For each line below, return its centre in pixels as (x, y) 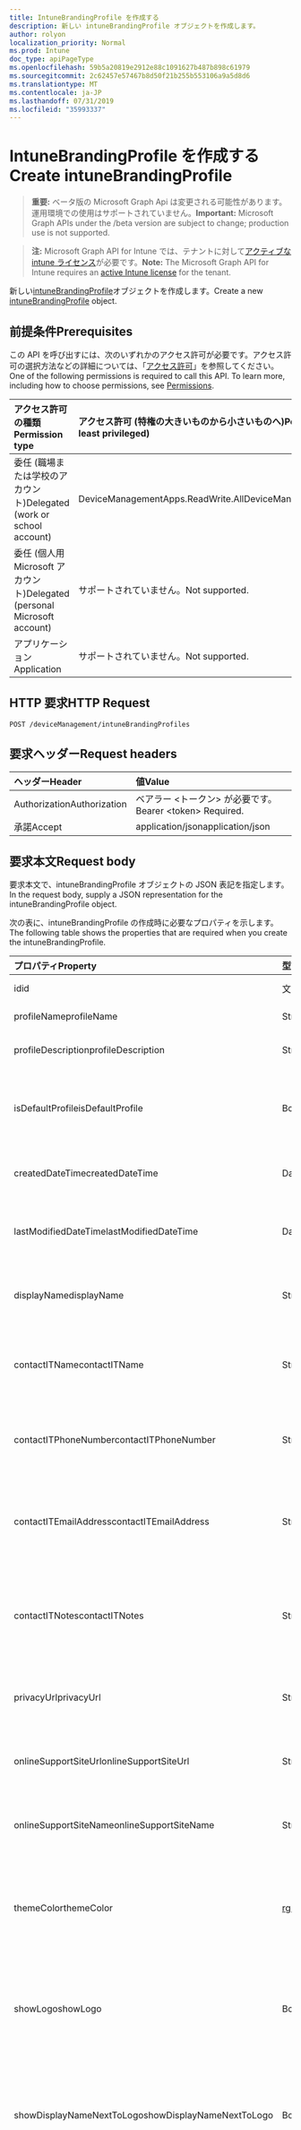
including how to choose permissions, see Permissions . (112, 385)
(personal (34, 605)
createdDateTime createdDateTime (86, 1173)
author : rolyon (38, 34)
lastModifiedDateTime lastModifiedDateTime (106, 1231)
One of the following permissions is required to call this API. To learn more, (147, 376)
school (28, 526)
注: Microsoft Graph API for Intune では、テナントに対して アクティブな (161, 251)
